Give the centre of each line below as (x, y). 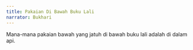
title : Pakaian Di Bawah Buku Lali (50, 12)
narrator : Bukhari (29, 17)
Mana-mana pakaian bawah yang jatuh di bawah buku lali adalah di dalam (97, 34)
